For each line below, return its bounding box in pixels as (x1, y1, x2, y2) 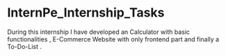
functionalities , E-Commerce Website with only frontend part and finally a (7, 35, 220, 43)
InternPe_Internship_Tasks (7, 5, 165, 21)
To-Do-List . (7, 42, 42, 50)
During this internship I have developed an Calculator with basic (7, 28, 190, 36)
